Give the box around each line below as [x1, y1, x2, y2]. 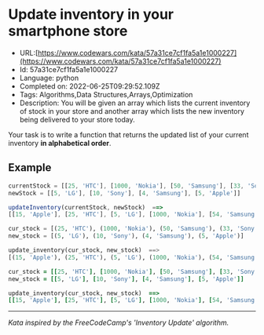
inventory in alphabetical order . [8, 138, 112, 147]
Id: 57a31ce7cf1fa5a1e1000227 [19, 64, 119, 74]
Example [8, 161, 52, 174]
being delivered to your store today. [19, 115, 135, 124]
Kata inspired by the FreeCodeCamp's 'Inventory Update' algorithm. [8, 318, 229, 327]
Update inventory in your [8, 5, 174, 24]
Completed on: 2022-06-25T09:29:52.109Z [19, 81, 160, 91]
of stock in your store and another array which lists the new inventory [19, 106, 245, 115]
